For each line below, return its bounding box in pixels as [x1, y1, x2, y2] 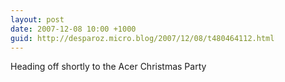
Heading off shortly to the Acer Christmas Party [10, 61, 207, 73]
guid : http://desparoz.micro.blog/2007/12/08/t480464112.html [10, 33, 275, 43]
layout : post [10, 14, 65, 25]
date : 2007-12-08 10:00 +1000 [10, 24, 137, 34]
